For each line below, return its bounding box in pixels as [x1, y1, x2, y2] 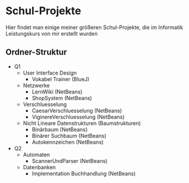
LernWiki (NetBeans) [31, 88, 83, 95]
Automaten [23, 151, 50, 158]
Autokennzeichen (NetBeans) [31, 138, 104, 146]
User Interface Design [23, 69, 77, 76]
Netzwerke [23, 82, 50, 89]
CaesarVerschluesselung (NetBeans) [31, 107, 122, 114]
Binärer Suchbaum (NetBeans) [31, 132, 107, 139]
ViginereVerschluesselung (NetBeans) [31, 113, 125, 120]
